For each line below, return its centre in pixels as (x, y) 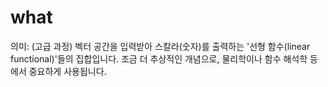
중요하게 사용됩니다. (67, 71)
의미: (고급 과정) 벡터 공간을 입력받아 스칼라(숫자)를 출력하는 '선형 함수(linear (160, 46)
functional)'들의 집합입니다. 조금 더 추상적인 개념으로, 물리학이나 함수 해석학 (159, 58)
